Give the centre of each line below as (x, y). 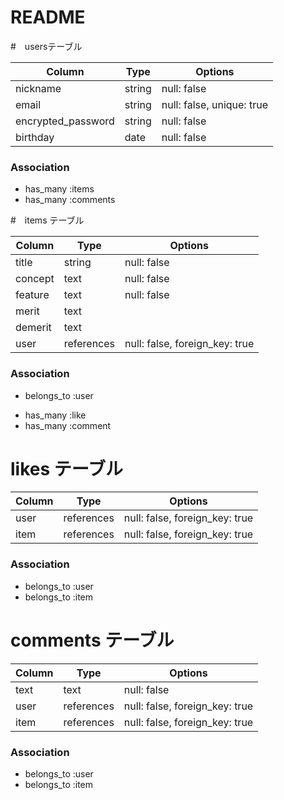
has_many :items (59, 189)
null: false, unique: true (214, 104)
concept (35, 279)
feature (32, 295)
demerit (33, 328)
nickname (38, 88)
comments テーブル (92, 640)
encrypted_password (65, 121)
